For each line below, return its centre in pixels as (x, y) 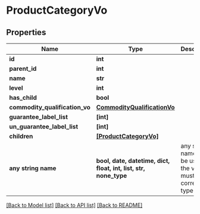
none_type (112, 176)
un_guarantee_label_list (44, 127)
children (21, 136)
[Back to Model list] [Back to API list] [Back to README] (74, 205)
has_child (23, 97)
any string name (33, 168)
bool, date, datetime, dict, (133, 161)
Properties (26, 32)
